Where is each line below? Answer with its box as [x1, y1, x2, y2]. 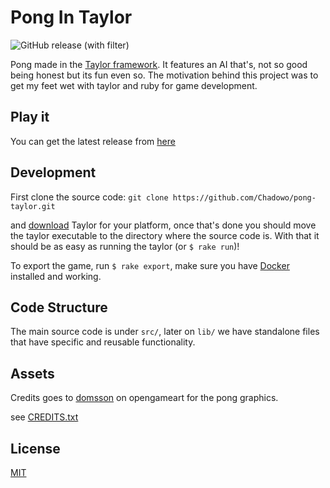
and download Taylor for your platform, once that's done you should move [10, 219, 317, 231]
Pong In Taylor [10, 6, 133, 29]
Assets [10, 365, 55, 382]
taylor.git [10, 201, 56, 211]
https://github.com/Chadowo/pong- [172, 192, 317, 203]
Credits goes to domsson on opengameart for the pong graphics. [10, 392, 279, 404]
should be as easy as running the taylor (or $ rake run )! [10, 240, 240, 252]
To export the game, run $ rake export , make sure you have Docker [10, 259, 290, 271]
